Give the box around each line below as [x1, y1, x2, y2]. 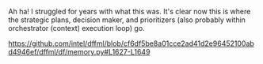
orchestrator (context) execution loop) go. [8, 24, 145, 32]
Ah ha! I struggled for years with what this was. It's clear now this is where [8, 7, 251, 16]
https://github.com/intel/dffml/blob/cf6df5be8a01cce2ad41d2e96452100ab [8, 39, 255, 48]
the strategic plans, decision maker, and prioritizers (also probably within [8, 15, 246, 24]
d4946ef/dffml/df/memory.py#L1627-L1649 [8, 47, 151, 56]
